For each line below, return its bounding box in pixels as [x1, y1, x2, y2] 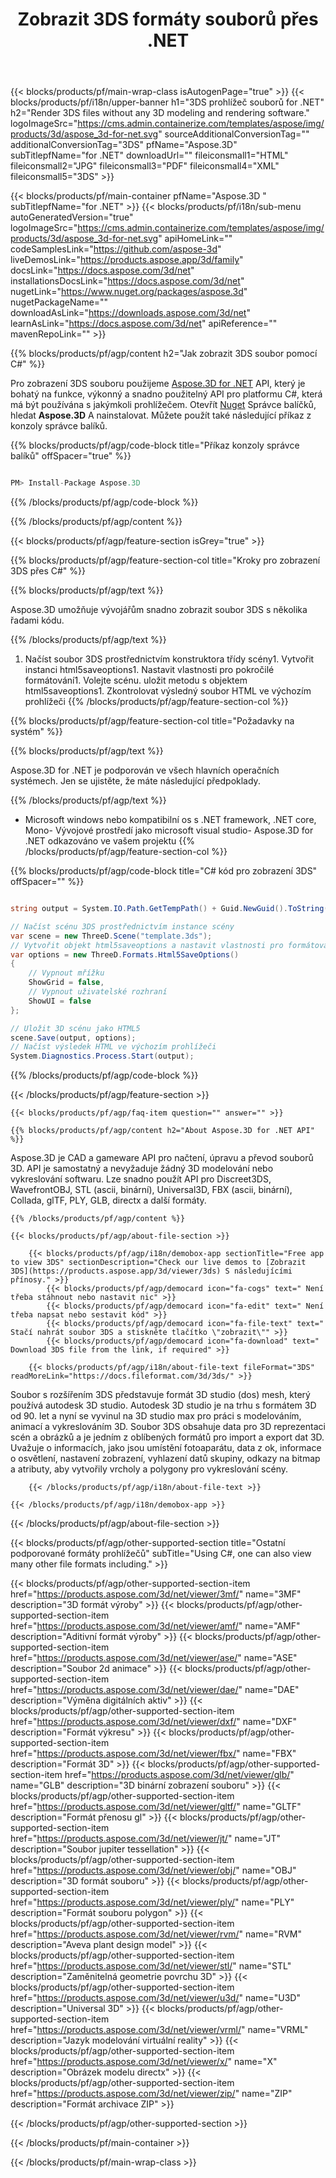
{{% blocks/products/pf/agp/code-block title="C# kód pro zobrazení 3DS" [10, 865, 318, 877]
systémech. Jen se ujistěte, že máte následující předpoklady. [10, 775, 261, 787]
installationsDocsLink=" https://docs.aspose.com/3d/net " [10, 275, 245, 287]
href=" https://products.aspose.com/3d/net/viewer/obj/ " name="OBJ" [10, 1864, 297, 1877]
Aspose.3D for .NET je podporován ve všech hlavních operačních [10, 764, 280, 777]
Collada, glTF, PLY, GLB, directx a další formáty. [10, 1194, 207, 1207]
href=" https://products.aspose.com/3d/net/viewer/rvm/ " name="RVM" [10, 1928, 302, 1940]
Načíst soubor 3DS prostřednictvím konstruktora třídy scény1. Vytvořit [24, 653, 315, 665]
